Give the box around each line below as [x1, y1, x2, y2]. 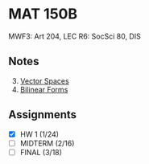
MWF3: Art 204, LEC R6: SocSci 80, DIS [8, 31, 141, 41]
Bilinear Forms [19, 84, 68, 94]
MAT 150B [8, 5, 78, 23]
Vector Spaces [19, 76, 70, 85]
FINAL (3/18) [19, 147, 63, 157]
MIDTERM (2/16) [19, 138, 75, 148]
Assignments [8, 108, 77, 121]
